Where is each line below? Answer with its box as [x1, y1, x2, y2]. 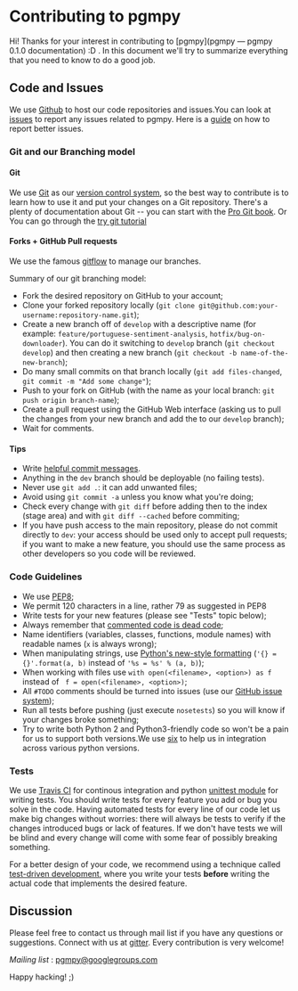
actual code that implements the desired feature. [9, 878, 188, 889]
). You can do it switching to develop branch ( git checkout [61, 338, 276, 348]
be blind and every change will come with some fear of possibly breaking [9, 831, 278, 843]
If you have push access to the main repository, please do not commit [21, 520, 278, 531]
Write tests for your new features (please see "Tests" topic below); [21, 610, 267, 620]
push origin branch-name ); [21, 395, 120, 405]
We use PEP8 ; [21, 591, 74, 602]
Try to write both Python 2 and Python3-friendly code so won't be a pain [21, 724, 289, 734]
